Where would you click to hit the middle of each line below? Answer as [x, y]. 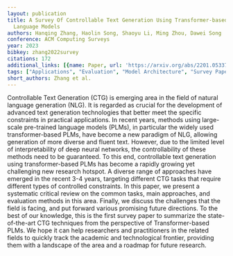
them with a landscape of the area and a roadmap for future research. [107, 245]
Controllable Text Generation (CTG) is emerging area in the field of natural [113, 98]
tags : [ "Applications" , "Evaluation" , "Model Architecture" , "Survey [110, 71]
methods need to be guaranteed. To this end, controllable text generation [112, 157]
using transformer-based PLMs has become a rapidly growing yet [101, 164]
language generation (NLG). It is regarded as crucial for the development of [115, 105]
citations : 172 [29, 59]
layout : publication [37, 14]
